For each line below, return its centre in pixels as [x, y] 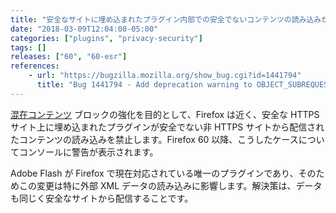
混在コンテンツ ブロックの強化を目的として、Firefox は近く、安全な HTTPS [165, 114]
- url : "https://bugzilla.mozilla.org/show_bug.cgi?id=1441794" [165, 76]
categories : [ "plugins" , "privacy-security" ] [106, 38]
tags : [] [28, 47]
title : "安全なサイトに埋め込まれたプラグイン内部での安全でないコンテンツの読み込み [166, 19]
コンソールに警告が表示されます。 [88, 152]
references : [35, 66]
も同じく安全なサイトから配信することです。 [102, 198]
